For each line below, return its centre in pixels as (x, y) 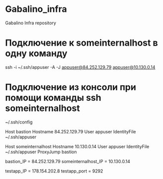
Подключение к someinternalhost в (81, 43)
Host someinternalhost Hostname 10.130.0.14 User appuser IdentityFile (77, 146)
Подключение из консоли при (71, 87)
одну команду (36, 54)
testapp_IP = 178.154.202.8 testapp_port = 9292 (54, 171)
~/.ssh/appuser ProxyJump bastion (41, 152)
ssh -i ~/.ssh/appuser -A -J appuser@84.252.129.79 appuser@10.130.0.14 (80, 67)
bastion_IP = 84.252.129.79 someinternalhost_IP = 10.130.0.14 (68, 161)
